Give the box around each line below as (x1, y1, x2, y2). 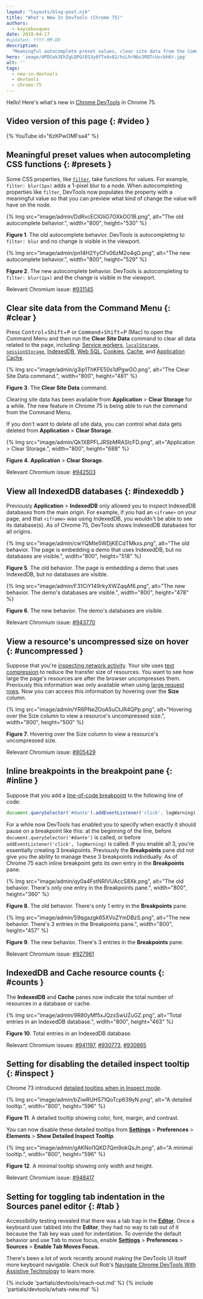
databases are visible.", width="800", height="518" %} (6, 552, 142, 560)
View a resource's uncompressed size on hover (6, 636, 189, 647)
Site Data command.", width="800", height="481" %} (6, 372, 138, 380)
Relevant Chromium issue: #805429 (6, 749, 96, 756)
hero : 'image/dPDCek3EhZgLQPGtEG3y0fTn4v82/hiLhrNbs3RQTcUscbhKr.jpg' (6, 54, 188, 60)
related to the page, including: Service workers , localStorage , (6, 342, 160, 349)
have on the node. (6, 201, 51, 208)
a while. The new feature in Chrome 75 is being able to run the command (6, 402, 187, 409)
